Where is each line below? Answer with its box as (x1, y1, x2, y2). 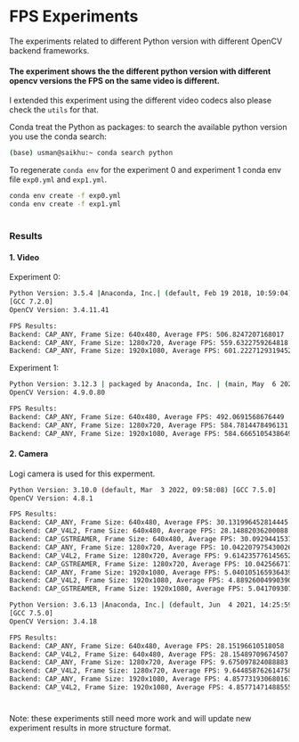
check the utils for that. (9, 104, 100, 115)
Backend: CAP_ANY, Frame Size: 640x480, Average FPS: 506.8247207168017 (9, 330, 285, 339)
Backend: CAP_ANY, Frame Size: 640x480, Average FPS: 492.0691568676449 (9, 412, 285, 421)
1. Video (9, 251, 40, 262)
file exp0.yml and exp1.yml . (9, 174, 108, 185)
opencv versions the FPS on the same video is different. (9, 75, 220, 86)
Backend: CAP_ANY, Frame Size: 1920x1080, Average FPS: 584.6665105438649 (9, 429, 293, 438)
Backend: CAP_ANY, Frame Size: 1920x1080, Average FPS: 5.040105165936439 (9, 568, 293, 577)
